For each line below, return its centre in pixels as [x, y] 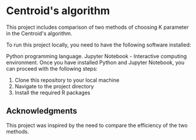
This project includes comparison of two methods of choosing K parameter [97, 27]
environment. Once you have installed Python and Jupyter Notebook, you [95, 62]
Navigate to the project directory [54, 86]
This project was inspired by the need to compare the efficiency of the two [97, 125]
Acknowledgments [42, 111]
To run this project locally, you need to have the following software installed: [99, 45]
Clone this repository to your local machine [67, 80]
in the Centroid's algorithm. [39, 33]
